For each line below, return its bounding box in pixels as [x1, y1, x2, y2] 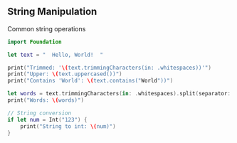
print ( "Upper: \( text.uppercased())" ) [7, 70, 122, 78]
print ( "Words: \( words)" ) [7, 97, 84, 104]
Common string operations [7, 24, 86, 33]
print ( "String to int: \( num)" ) [20, 122, 116, 130]
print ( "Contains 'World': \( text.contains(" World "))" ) [7, 78, 174, 85]
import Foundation [7, 38, 62, 46]
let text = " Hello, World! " [7, 51, 103, 58]
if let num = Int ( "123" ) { [7, 116, 88, 123]
